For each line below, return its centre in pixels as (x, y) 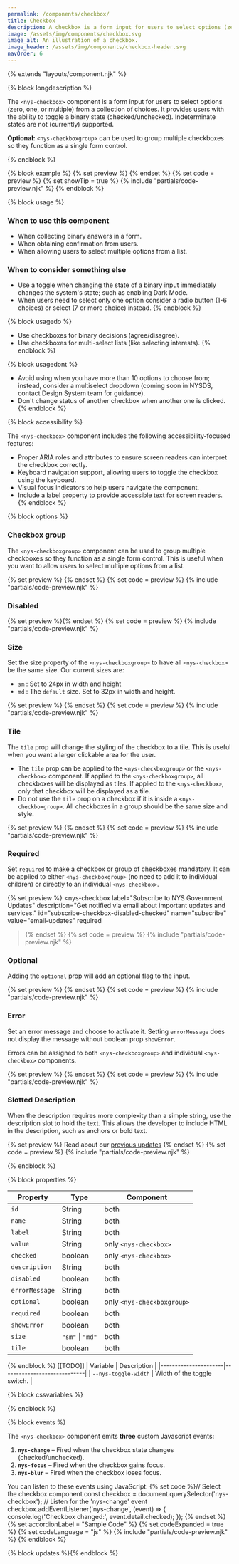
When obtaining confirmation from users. (78, 244)
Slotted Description (42, 1100)
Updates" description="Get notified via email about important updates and (116, 905)
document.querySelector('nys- (184, 1493)
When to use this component (58, 220)
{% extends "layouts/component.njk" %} (67, 74)
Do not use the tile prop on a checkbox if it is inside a (97, 798)
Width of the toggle (184, 1373)
